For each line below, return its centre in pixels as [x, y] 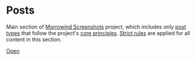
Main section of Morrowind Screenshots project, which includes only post [96, 27]
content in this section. [34, 39]
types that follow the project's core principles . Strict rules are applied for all [98, 33]
